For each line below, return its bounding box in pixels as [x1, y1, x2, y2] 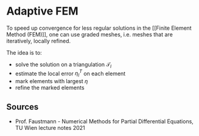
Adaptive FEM [6, 4, 79, 18]
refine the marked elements [15, 84, 85, 92]
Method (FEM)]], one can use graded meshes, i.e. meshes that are [6, 30, 173, 38]
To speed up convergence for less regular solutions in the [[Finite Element [6, 24, 192, 32]
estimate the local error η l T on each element [15, 69, 126, 78]
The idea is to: [6, 49, 43, 56]
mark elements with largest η [15, 78, 88, 85]
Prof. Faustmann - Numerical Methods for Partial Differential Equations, [15, 118, 194, 125]
